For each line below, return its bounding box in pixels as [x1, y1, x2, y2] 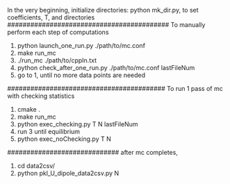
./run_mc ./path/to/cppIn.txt [17, 56, 97, 65]
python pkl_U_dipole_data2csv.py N [17, 169, 120, 177]
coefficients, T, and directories [7, 13, 95, 22]
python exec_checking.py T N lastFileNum [17, 120, 138, 128]
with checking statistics [7, 92, 75, 100]
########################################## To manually [7, 21, 206, 28]
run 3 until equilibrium [17, 128, 81, 135]
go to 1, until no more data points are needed [17, 71, 146, 79]
